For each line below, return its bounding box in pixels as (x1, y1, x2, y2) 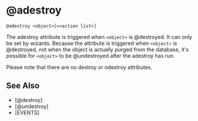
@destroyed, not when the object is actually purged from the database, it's (6, 45, 189, 53)
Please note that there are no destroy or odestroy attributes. (6, 63, 153, 71)
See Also (6, 81, 40, 91)
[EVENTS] (14, 109, 40, 116)
